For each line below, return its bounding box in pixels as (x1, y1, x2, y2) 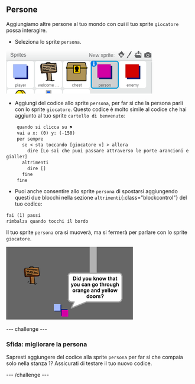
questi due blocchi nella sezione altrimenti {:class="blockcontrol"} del (14, 194, 187, 201)
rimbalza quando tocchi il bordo (6, 218, 89, 224)
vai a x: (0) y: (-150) (17, 130, 76, 136)
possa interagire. (6, 27, 47, 34)
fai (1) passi (6, 212, 41, 218)
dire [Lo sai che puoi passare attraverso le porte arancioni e (27, 148, 189, 154)
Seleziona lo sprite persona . (14, 38, 82, 45)
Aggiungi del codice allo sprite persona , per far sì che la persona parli (14, 99, 183, 106)
